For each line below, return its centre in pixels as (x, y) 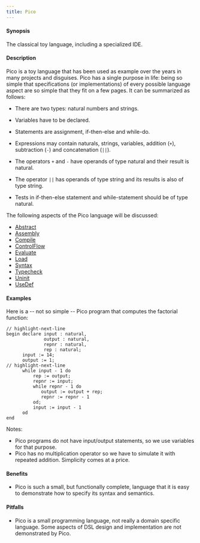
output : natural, (67, 340)
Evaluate (26, 253)
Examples (19, 298)
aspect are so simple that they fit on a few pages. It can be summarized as (98, 91)
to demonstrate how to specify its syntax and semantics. (84, 493)
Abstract (25, 227)
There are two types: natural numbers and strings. (77, 109)
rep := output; (51, 376)
